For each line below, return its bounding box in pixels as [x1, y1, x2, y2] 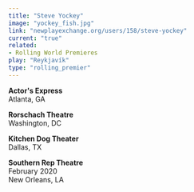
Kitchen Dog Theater [8, 134, 79, 143]
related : [8, 42, 38, 50]
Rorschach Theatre [8, 110, 73, 119]
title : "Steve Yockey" [8, 11, 84, 20]
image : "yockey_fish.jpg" [8, 19, 94, 27]
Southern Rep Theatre [8, 158, 84, 167]
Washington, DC [8, 118, 62, 128]
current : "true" [8, 34, 62, 42]
